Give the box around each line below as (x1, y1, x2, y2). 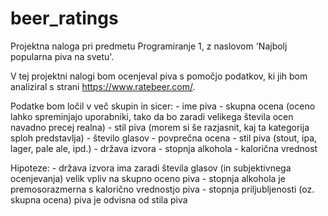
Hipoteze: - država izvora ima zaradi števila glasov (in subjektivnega (10, 162, 292, 174)
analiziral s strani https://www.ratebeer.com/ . (10, 80, 196, 92)
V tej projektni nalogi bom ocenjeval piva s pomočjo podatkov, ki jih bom (10, 70, 308, 82)
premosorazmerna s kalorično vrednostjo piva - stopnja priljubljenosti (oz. (10, 183, 315, 195)
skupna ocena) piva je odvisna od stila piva (10, 193, 188, 206)
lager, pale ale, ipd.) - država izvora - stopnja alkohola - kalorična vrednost (10, 142, 318, 154)
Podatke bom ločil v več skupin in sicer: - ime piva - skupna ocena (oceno (10, 100, 316, 112)
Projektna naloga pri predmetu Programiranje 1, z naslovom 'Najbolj (10, 40, 288, 52)
